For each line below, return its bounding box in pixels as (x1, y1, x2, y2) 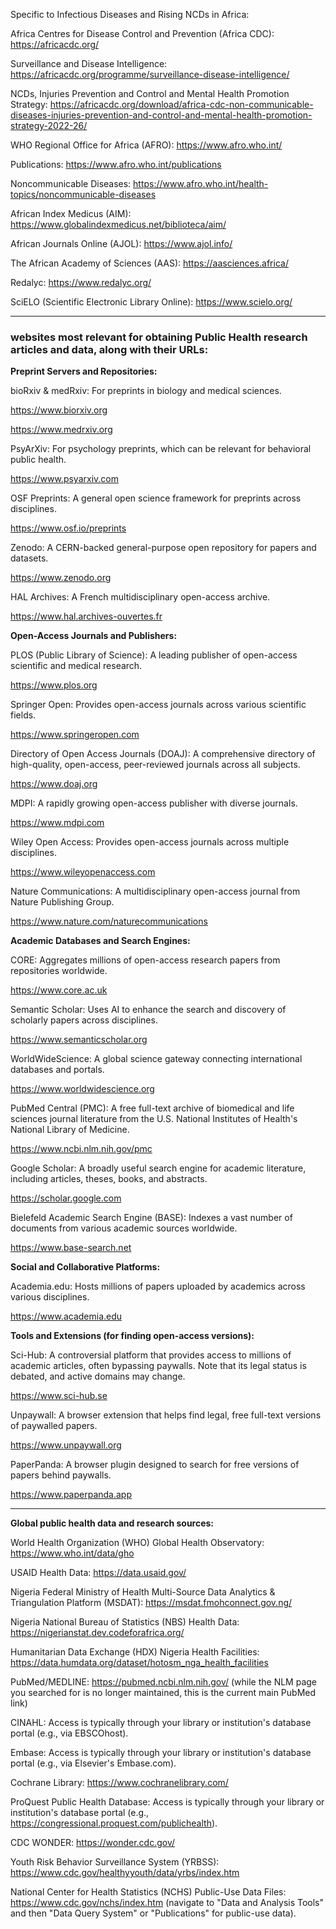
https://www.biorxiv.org (10, 404, 108, 416)
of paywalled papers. (10, 1420, 98, 1432)
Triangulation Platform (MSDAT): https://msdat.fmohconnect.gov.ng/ (10, 1597, 293, 1609)
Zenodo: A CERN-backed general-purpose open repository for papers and (10, 542, 317, 554)
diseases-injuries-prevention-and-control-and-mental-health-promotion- (10, 109, 313, 121)
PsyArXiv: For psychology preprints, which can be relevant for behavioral (10, 443, 312, 455)
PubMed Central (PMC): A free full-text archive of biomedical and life (10, 1102, 295, 1114)
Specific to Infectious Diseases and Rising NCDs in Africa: (10, 9, 250, 20)
